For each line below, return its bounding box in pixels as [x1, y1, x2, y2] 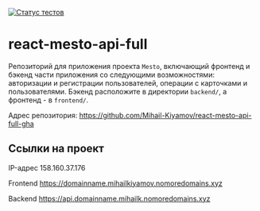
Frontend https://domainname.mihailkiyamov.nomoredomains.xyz [8, 178, 223, 188]
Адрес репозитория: [8, 110, 78, 120]
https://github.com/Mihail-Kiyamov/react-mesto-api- [79, 110, 252, 120]
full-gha [8, 119, 34, 129]
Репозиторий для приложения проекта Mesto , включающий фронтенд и [8, 61, 250, 71]
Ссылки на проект [8, 142, 105, 155]
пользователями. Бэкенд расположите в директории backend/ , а [8, 86, 227, 96]
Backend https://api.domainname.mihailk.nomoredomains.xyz [8, 194, 211, 203]
